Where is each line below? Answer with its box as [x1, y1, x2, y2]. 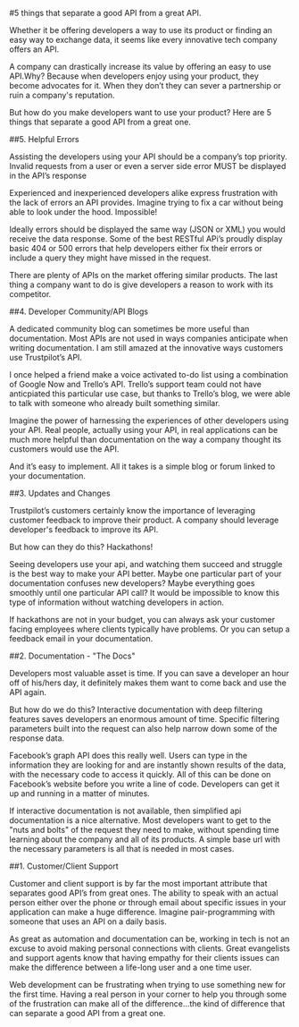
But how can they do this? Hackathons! [9, 541, 154, 552]
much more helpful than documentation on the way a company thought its [9, 434, 282, 445]
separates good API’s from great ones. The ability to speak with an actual [9, 887, 278, 898]
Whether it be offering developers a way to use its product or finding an [9, 25, 273, 35]
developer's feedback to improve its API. [9, 524, 159, 535]
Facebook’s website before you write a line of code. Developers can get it [9, 778, 280, 789]
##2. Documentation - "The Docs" [9, 650, 136, 661]
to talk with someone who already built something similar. [9, 398, 220, 408]
